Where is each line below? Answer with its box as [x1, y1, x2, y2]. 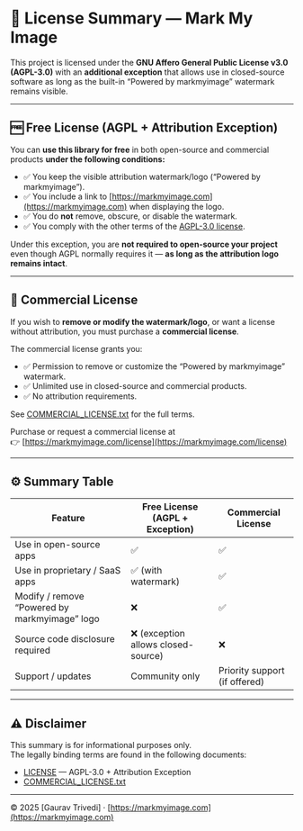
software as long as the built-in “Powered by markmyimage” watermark [10, 76, 275, 86]
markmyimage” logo [14, 612, 100, 625]
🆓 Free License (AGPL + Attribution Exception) [10, 121, 279, 136]
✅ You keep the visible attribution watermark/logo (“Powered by [22, 171, 262, 182]
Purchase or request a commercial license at [10, 426, 176, 437]
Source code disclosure [14, 633, 115, 646]
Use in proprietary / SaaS [14, 565, 121, 577]
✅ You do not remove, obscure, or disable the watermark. [22, 211, 237, 221]
